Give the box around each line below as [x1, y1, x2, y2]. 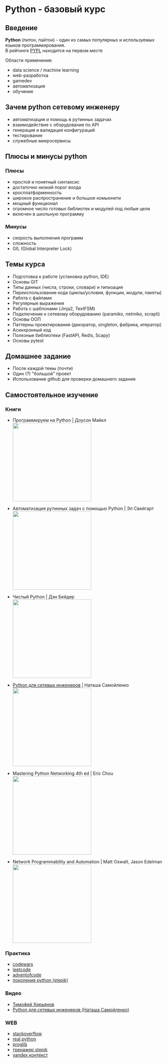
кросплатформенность [12, 190, 62, 196]
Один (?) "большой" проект [12, 371, 72, 377]
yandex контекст [12, 1052, 48, 1058]
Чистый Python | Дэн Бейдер [12, 594, 75, 600]
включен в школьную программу [12, 211, 84, 217]
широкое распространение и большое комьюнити [12, 195, 121, 201]
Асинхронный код [12, 327, 51, 333]
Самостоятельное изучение [5, 391, 99, 399]
